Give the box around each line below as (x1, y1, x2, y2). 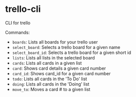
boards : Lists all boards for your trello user (12, 39, 98, 45)
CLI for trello (5, 20, 31, 26)
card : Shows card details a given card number (12, 65, 106, 71)
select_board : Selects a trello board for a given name (12, 44, 121, 50)
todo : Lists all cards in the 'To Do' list (12, 76, 88, 82)
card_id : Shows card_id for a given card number (12, 70, 111, 76)
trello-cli (5, 3, 41, 15)
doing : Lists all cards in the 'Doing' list (12, 81, 90, 87)
